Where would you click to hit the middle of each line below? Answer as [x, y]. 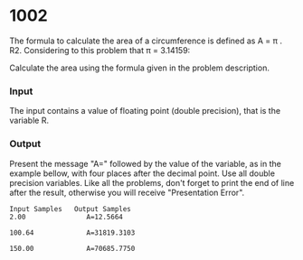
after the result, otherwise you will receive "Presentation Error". [127, 192]
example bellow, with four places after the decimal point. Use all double [142, 173]
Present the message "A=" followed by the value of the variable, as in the [146, 163]
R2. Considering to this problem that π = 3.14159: [100, 50]
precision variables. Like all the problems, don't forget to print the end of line [152, 182]
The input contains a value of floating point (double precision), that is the [145, 111]
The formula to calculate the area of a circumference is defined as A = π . [146, 41]
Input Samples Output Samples [70, 209]
